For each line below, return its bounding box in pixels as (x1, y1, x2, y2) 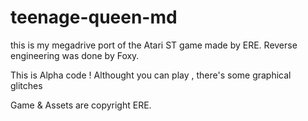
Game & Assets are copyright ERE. (10, 99, 152, 111)
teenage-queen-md (10, 6, 178, 29)
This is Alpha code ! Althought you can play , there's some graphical (10, 69, 292, 81)
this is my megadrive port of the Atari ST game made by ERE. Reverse (10, 39, 298, 51)
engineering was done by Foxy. (10, 49, 140, 61)
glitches (10, 79, 43, 91)
